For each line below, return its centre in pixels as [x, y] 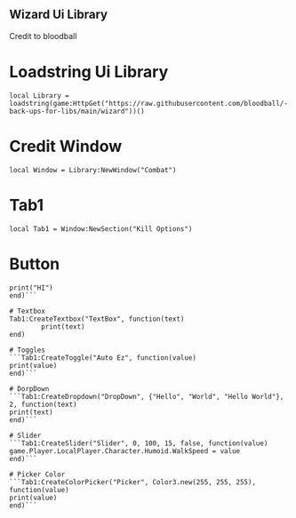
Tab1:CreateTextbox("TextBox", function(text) [97, 319]
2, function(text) [43, 404]
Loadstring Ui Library [89, 72]
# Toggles [28, 350]
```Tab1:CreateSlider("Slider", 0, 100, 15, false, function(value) [139, 443]
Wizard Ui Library [59, 15]
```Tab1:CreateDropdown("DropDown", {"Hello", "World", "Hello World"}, [147, 396]
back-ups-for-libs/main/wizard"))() [77, 111]
